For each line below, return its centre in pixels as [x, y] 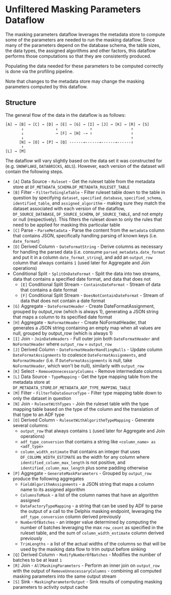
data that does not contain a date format [63, 301]
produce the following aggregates [48, 479]
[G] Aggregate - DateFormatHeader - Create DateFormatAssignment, [84, 306]
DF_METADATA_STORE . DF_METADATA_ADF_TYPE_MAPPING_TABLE [72, 387]
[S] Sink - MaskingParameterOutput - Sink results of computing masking [87, 581]
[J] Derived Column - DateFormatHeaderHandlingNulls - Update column [88, 349]
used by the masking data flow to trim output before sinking [83, 549]
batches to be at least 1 [37, 560]
